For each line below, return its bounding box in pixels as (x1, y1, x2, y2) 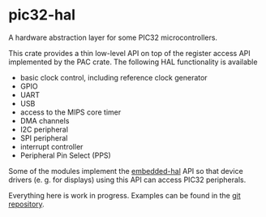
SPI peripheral (19, 132, 68, 143)
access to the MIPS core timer (19, 107, 122, 117)
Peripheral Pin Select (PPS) (19, 150, 111, 160)
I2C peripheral (19, 124, 69, 134)
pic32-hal (8, 6, 75, 24)
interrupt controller (19, 141, 84, 151)
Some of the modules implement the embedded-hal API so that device (8, 166, 243, 176)
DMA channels (19, 115, 70, 125)
